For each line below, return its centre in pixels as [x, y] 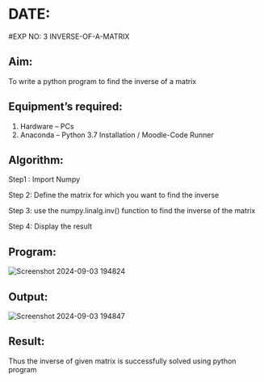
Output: [28, 297]
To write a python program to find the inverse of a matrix [103, 81]
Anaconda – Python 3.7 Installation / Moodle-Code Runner [117, 135]
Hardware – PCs [47, 126]
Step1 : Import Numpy [44, 179]
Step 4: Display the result [50, 226]
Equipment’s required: [65, 107]
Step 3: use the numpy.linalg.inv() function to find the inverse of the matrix [132, 211]
